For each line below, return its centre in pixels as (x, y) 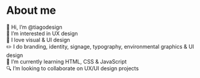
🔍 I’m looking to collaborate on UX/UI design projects (73, 68)
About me (31, 10)
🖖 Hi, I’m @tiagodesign (34, 27)
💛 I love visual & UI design (38, 40)
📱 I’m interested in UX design (42, 33)
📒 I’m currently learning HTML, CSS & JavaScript (67, 61)
